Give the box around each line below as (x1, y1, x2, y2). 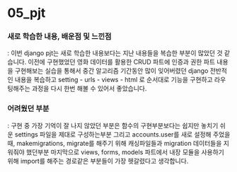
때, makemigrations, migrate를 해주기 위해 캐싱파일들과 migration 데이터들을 (7, 139, 222, 147)
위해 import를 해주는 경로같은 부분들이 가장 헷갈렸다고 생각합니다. (7, 156, 189, 165)
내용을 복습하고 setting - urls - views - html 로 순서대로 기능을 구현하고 (14, 76, 214, 84)
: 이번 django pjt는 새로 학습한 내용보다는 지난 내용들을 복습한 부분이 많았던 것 (7, 49, 223, 57)
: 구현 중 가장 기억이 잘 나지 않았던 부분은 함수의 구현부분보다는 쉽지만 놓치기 (7, 121, 219, 130)
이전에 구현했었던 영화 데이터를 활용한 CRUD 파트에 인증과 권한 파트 (28, 58, 216, 67)
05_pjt (7, 5, 46, 21)
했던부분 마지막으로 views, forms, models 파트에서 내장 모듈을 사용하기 (25, 147, 224, 156)
